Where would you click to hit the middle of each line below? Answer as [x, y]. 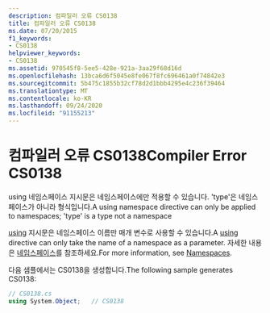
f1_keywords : [30, 38]
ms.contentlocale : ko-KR [50, 98]
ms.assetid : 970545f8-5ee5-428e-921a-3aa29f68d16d [95, 69]
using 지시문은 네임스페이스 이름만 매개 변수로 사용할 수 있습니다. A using [123, 232]
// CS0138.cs [30, 294]
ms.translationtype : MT [48, 91]
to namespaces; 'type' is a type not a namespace [90, 215]
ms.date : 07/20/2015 [43, 31]
